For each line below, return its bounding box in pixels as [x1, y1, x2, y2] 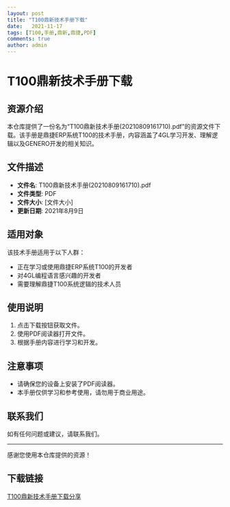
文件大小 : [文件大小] [16, 198, 73, 206]
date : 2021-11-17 [7, 23, 63, 29]
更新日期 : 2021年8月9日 [16, 206, 84, 214]
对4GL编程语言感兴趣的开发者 [16, 271, 101, 280]
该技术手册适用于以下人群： [7, 248, 86, 256]
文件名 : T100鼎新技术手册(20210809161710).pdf [16, 181, 151, 189]
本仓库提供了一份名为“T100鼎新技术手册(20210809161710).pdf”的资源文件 [7, 123, 215, 130]
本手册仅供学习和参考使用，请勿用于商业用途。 [16, 388, 149, 397]
